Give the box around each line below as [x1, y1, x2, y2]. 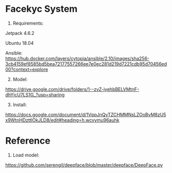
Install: [12, 101, 27, 108]
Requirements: [12, 20, 44, 26]
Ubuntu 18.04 [5, 40, 34, 46]
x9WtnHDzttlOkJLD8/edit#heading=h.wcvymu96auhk [5, 117, 120, 123]
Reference [5, 135, 50, 147]
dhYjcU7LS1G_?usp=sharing [5, 91, 65, 98]
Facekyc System [5, 3, 78, 15]
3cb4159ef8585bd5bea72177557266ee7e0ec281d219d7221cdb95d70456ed [5, 61, 167, 67]
